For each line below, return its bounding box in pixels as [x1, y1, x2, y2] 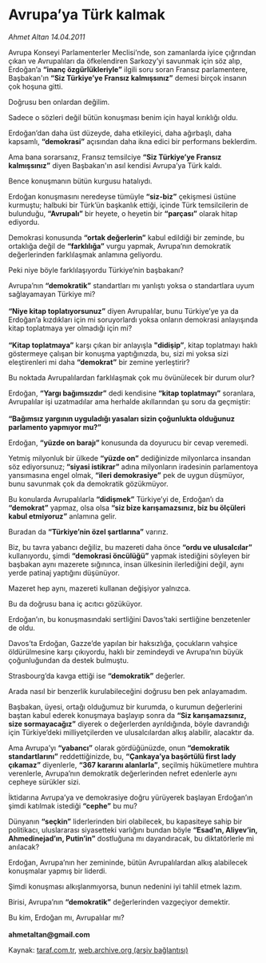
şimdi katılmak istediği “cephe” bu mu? [8, 800, 137, 810]
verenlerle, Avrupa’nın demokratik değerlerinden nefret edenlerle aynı [8, 768, 238, 778]
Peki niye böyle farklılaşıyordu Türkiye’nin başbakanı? [8, 265, 184, 275]
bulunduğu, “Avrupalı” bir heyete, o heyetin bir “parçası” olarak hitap [8, 208, 238, 218]
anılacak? [8, 842, 40, 852]
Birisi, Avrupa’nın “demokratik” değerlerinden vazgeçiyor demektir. [8, 897, 230, 906]
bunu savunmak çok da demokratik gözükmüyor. [8, 479, 169, 488]
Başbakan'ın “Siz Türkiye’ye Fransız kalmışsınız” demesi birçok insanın [8, 73, 248, 82]
